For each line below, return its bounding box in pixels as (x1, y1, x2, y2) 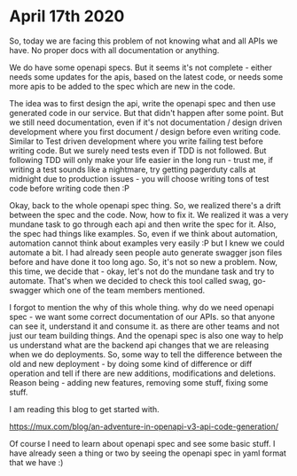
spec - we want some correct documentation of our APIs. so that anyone (9, 311, 276, 322)
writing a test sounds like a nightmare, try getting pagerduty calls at (9, 164, 256, 175)
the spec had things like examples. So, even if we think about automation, (9, 228, 278, 238)
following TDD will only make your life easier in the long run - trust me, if (9, 154, 273, 165)
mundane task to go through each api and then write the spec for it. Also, (9, 219, 277, 230)
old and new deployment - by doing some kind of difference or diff (9, 358, 253, 369)
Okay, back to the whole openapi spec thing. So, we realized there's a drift (9, 199, 281, 210)
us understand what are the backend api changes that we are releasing (9, 339, 269, 350)
